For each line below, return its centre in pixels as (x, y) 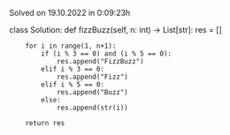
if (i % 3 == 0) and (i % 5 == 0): (107, 54)
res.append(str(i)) (92, 108)
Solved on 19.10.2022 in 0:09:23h (70, 13)
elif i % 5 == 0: (73, 85)
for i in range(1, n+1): (71, 46)
